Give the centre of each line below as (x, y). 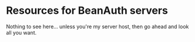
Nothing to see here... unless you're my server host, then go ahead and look (97, 26)
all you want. (21, 32)
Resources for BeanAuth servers (87, 11)
